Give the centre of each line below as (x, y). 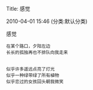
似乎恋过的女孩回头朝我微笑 (35, 82)
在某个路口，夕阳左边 (28, 46)
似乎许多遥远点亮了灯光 (31, 69)
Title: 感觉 (18, 9)
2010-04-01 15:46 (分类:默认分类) (47, 21)
